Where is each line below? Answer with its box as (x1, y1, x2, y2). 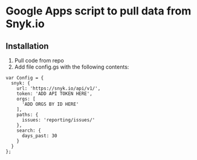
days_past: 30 (21, 133, 58, 139)
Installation (5, 41, 49, 51)
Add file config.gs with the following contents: (14, 63, 129, 70)
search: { (16, 128, 42, 134)
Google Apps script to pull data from (5, 4, 192, 18)
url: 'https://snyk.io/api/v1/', (16, 85, 101, 91)
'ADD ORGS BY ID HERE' (21, 101, 79, 107)
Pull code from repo (14, 57, 64, 64)
